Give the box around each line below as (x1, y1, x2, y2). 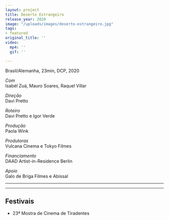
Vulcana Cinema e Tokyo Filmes (5, 143, 72, 149)
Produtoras (5, 138, 29, 144)
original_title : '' (5, 36, 46, 41)
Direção (5, 92, 22, 98)
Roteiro (5, 107, 20, 114)
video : (5, 40, 19, 45)
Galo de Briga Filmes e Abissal (5, 173, 68, 179)
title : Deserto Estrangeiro (5, 12, 64, 17)
